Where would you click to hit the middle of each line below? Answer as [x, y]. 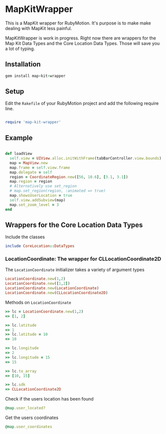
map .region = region [31, 182]
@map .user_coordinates [29, 427]
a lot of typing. [20, 48]
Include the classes [25, 237]
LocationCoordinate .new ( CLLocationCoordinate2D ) [57, 293]
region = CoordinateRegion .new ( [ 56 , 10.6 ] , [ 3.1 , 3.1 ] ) [69, 177]
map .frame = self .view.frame [40, 168]
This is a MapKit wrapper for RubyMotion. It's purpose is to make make [78, 23]
